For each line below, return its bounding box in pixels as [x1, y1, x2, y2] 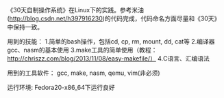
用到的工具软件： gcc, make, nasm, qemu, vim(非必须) [7, 69, 160, 77]
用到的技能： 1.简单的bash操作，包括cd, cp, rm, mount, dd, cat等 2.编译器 [7, 37, 215, 46]
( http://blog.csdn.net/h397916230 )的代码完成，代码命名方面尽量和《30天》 [7, 14, 221, 22]
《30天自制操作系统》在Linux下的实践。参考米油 [7, 6, 144, 14]
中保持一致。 [7, 23, 43, 31]
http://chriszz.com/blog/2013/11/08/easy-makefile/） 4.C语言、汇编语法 [7, 54, 210, 63]
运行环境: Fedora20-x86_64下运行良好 [7, 84, 115, 91]
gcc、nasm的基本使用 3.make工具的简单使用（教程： [7, 46, 158, 54]
